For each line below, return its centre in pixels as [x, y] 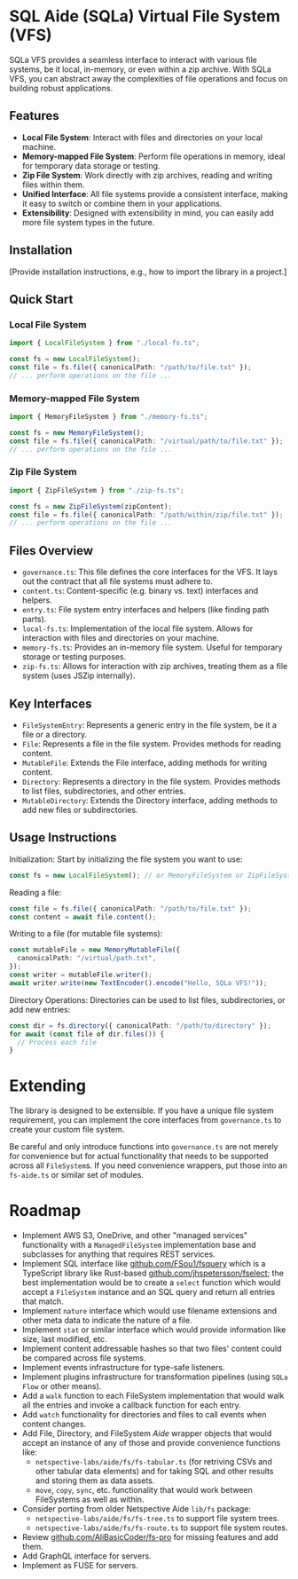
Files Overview [51, 551]
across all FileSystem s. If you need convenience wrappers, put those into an [149, 1165]
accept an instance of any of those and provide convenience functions [151, 1443]
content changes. [54, 1424]
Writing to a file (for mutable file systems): [86, 934]
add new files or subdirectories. [80, 809]
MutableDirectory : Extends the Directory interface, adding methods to [149, 800]
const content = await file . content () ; [83, 917]
